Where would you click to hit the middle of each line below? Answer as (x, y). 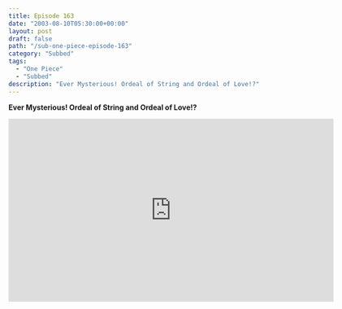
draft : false (30, 39)
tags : (17, 62)
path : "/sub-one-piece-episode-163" (70, 46)
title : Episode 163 (41, 16)
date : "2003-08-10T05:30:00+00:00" (69, 24)
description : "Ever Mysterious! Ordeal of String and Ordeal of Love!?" (134, 84)
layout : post (30, 31)
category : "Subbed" (41, 54)
